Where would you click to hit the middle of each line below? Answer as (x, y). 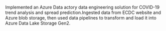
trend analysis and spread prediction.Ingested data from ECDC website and (83, 12)
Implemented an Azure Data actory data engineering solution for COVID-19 (82, 7)
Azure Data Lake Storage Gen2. (38, 23)
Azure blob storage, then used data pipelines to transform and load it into (81, 18)
